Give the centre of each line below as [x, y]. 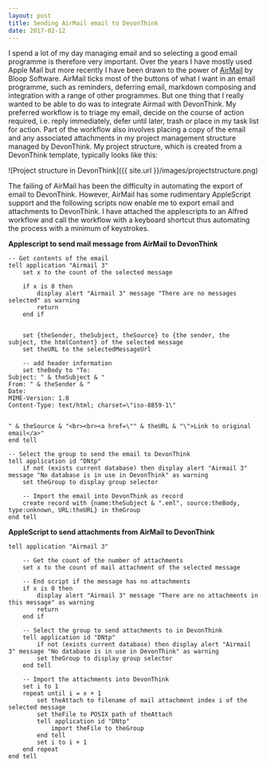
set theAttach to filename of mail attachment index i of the [142, 701]
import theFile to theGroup [98, 729]
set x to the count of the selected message [98, 272]
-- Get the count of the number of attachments [103, 561]
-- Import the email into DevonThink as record [103, 496]
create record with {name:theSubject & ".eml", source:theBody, [132, 503]
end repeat [41, 749]
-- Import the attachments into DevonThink [96, 680]
